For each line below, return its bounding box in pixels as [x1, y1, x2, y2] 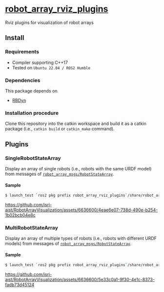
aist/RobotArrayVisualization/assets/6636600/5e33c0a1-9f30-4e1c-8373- [5, 277, 155, 283]
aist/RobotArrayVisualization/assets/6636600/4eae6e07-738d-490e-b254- [5, 207, 158, 213]
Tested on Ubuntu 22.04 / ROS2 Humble [12, 64, 91, 70]
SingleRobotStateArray [5, 155, 61, 162]
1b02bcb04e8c [5, 212, 36, 218]
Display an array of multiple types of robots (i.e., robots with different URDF [5, 235, 157, 241]
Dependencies [5, 77, 41, 83]
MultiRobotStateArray [5, 224, 59, 231]
